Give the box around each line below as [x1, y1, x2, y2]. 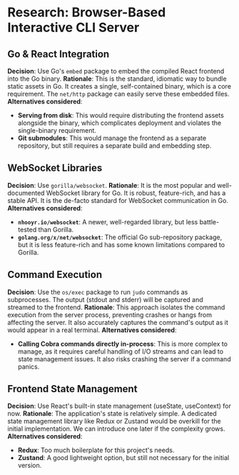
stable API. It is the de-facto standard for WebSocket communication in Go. [7, 196, 228, 204]
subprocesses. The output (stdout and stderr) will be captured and [7, 295, 203, 304]
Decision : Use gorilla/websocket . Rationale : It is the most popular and [7, 181, 216, 189]
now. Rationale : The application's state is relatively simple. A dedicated [7, 409, 218, 418]
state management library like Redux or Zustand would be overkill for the [7, 417, 221, 426]
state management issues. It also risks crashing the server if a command [17, 354, 231, 363]
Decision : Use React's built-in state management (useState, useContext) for [7, 401, 232, 411]
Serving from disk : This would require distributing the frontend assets [17, 111, 225, 119]
